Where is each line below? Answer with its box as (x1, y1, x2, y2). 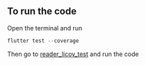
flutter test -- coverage (7, 37, 79, 44)
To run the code (7, 6, 77, 17)
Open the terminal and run (7, 24, 83, 32)
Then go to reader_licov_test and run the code (7, 50, 139, 58)
